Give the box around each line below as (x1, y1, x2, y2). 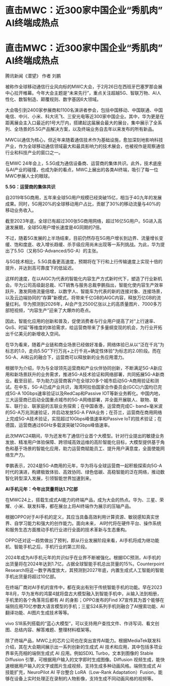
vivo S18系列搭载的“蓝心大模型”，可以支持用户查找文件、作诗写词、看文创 (5, 621, 159, 627)
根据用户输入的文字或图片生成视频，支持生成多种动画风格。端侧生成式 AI (9, 663, 162, 669)
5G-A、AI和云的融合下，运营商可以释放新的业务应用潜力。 (5, 354, 127, 360)
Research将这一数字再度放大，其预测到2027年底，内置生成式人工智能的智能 (5, 567, 164, 573)
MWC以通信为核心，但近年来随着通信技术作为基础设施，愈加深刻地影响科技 (5, 137, 163, 143)
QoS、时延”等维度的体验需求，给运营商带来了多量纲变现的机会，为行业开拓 (5, 324, 163, 331)
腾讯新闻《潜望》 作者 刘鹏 (5, 73, 61, 79)
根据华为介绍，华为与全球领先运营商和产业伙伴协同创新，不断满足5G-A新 (5, 365, 158, 371)
